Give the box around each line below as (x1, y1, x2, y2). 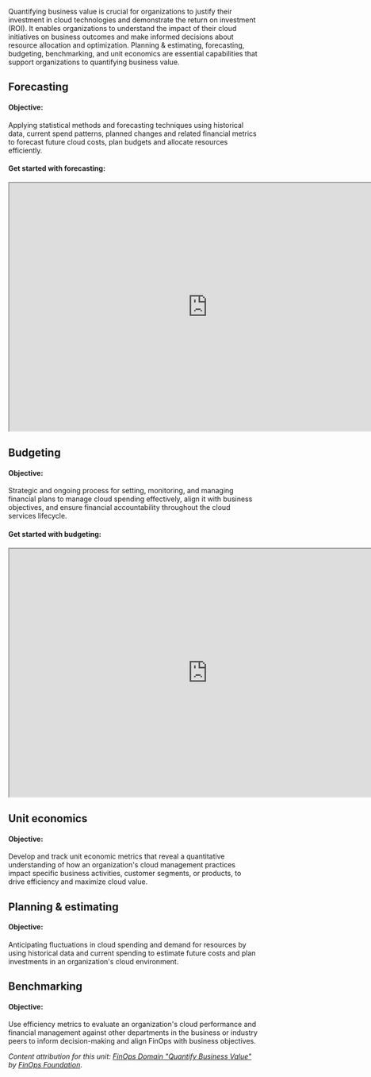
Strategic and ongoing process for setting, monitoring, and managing (8, 486, 234, 496)
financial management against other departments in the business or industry (8, 1028, 258, 1037)
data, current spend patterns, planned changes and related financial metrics (8, 129, 257, 138)
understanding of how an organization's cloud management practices (8, 860, 236, 870)
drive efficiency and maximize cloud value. (8, 877, 148, 886)
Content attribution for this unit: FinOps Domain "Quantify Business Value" (8, 1052, 252, 1061)
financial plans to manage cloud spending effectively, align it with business (8, 494, 253, 504)
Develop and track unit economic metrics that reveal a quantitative (8, 851, 225, 861)
